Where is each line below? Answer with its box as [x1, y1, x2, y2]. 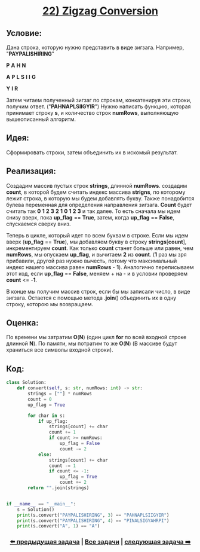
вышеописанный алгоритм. [6, 115, 76, 123]
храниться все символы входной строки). [6, 346, 113, 353]
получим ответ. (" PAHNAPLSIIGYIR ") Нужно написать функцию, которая [6, 103, 191, 110]
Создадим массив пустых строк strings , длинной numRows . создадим [6, 182, 187, 189]
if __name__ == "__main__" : [6, 501, 76, 507]
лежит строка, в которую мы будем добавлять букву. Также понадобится [6, 194, 195, 202]
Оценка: [6, 318, 39, 328]
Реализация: [6, 166, 57, 176]
